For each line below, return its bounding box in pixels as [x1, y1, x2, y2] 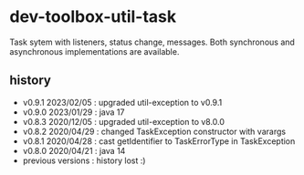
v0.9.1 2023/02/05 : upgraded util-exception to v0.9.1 [22, 97, 223, 108]
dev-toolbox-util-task [9, 6, 177, 27]
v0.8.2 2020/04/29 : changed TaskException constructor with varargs [22, 126, 286, 137]
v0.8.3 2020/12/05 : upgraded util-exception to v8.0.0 [22, 116, 225, 127]
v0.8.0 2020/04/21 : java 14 [22, 145, 126, 156]
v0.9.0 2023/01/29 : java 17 [22, 107, 125, 118]
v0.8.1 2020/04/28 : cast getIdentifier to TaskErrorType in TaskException [22, 135, 296, 147]
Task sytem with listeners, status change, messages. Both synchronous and [9, 36, 295, 47]
